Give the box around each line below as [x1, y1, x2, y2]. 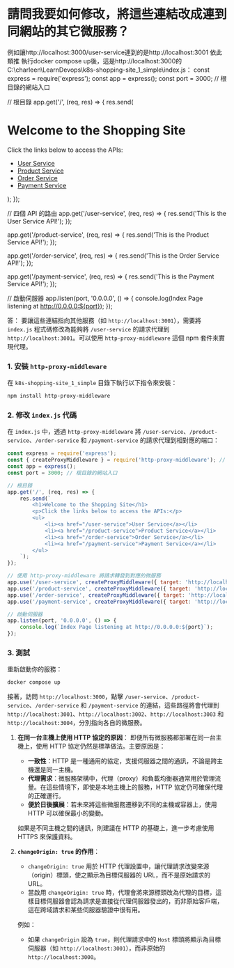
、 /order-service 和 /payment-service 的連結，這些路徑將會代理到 [29, 701, 219, 710]
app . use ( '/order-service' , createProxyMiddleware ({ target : [7, 591, 186, 599]
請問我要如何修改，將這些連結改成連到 [7, 6, 228, 22]
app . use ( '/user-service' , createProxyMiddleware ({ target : [7, 579, 182, 586]
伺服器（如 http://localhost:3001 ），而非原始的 [27, 944, 166, 953]
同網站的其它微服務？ [7, 24, 130, 40]
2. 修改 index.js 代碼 [7, 410, 77, 420]
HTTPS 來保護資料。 [17, 833, 77, 841]
